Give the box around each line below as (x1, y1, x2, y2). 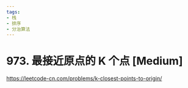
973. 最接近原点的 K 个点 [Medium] (6, 54, 183, 68)
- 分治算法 (6, 26, 31, 32)
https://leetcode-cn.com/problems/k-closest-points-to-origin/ (6, 75, 162, 82)
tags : (6, 9, 20, 15)
